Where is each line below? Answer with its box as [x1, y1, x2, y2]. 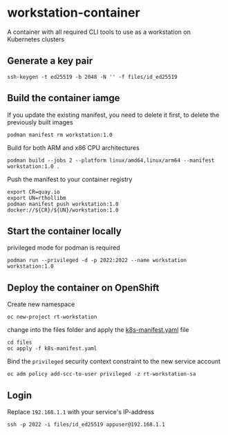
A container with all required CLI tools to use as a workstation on [7, 28, 191, 36]
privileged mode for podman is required [7, 243, 120, 252]
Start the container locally [7, 225, 122, 237]
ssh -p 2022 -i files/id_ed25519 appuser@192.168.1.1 [7, 421, 166, 428]
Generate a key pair [7, 55, 93, 67]
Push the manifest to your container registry [7, 175, 133, 183]
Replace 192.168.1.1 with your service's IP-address [7, 408, 154, 416]
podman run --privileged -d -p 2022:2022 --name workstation [7, 257, 187, 264]
